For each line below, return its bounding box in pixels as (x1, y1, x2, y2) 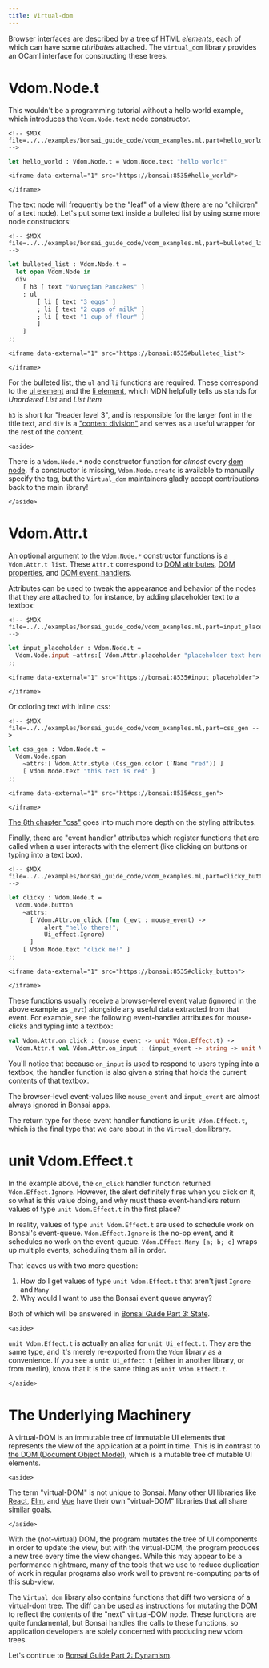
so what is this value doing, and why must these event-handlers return (8, 1195, 241, 1205)
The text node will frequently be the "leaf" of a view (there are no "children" (8, 200, 259, 209)
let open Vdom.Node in (15, 268, 91, 277)
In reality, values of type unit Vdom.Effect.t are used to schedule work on (8, 1219, 255, 1229)
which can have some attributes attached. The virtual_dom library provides (8, 42, 257, 52)
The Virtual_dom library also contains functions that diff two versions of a (8, 1592, 251, 1601)
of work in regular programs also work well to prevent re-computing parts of (8, 1568, 260, 1577)
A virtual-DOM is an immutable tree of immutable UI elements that (8, 1432, 226, 1442)
